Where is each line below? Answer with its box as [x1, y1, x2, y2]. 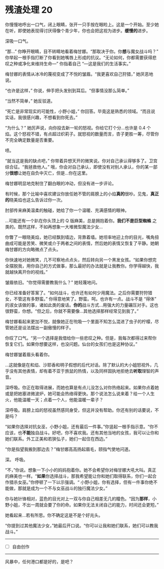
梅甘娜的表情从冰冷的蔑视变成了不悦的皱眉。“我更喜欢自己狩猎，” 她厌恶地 [5, 71, 154, 77]
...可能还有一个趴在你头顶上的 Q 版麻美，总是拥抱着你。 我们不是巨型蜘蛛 [5, 218, 151, 223]
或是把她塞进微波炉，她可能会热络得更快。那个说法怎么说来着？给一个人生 [5, 391, 155, 396]
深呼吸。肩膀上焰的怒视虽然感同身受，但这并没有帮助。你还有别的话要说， [5, 407, 155, 413]
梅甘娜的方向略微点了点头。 [5, 246, 61, 252]
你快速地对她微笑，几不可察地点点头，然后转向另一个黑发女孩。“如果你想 [5, 257, 153, 263]
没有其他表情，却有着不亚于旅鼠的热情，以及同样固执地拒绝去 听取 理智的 [9, 368, 155, 374]
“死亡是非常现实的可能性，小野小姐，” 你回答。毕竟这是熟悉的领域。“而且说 [5, 108, 155, 114]
